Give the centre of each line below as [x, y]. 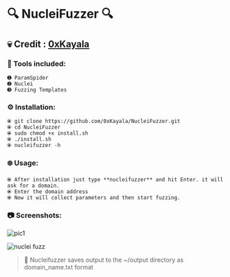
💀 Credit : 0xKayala [48, 44]
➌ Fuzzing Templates [37, 90]
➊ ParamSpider [28, 78]
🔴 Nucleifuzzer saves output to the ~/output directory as [104, 260]
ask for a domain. [33, 186]
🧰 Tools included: [37, 63]
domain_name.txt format [59, 267]
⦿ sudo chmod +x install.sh [48, 133]
